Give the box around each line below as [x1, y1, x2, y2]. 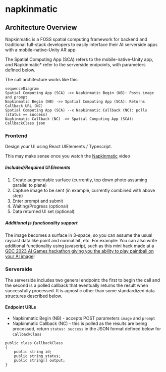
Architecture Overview [5, 23, 77, 32]
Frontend [5, 132, 28, 139]
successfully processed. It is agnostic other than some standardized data [5, 287, 155, 293]
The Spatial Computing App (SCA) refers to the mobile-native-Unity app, [5, 56, 154, 62]
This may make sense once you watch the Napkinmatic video [5, 153, 130, 159]
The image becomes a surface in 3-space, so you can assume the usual [5, 232, 153, 238]
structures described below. [5, 293, 62, 299]
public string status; [14, 353, 61, 359]
